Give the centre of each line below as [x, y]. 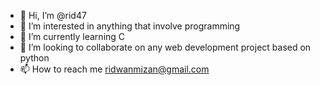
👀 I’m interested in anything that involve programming [130, 26]
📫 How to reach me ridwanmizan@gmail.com [114, 69]
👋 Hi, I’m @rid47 [53, 15]
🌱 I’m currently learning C [72, 36]
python [34, 58]
